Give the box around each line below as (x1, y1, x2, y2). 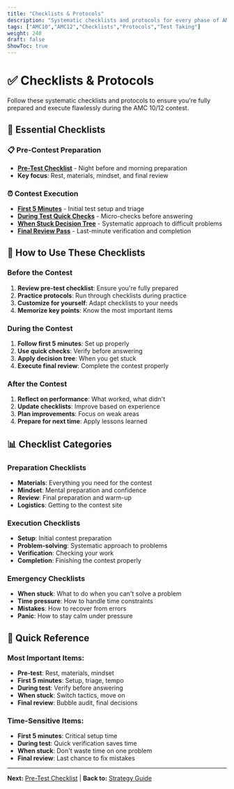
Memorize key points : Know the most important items (17, 306, 173, 314)
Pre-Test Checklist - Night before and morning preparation (17, 163, 188, 172)
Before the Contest (7, 268, 73, 278)
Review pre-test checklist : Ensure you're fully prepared (17, 283, 179, 292)
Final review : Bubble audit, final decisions (17, 699, 138, 707)
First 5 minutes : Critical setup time (17, 732, 118, 740)
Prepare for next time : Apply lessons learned (17, 417, 148, 426)
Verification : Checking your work (17, 549, 114, 557)
